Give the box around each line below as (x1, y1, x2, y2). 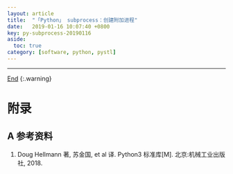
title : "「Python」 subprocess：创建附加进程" (7, 17, 138, 24)
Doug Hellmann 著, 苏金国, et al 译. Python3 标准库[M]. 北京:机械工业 (17, 150, 214, 158)
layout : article (7, 10, 54, 17)
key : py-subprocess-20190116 (7, 29, 92, 37)
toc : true (13, 42, 42, 49)
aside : (7, 36, 26, 43)
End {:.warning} (7, 74, 52, 82)
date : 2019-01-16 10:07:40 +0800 (7, 23, 110, 30)
